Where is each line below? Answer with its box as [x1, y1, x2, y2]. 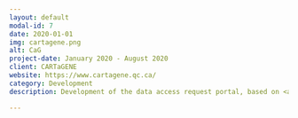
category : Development [9, 79, 93, 88]
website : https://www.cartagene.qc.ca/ [9, 71, 157, 80]
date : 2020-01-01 [9, 29, 74, 38]
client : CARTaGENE [9, 63, 77, 72]
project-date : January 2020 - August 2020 [9, 54, 169, 63]
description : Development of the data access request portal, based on [9, 87, 279, 96]
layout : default [9, 12, 69, 22]
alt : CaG [9, 46, 42, 55]
